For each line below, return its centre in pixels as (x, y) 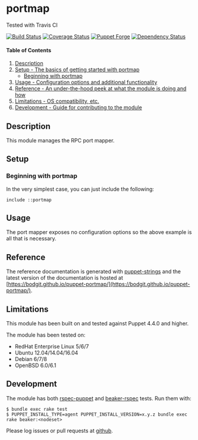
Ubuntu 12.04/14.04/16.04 (46, 353)
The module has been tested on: (46, 335)
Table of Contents (29, 50)
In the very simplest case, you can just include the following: (80, 189)
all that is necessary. (31, 239)
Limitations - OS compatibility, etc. (57, 101)
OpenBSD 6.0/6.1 (35, 365)
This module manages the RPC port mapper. (60, 140)
